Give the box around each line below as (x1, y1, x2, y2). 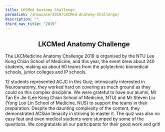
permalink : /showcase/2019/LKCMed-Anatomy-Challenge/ (5, 12, 120, 17)
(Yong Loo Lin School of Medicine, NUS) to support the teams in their (5, 100, 148, 106)
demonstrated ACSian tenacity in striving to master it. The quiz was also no (5, 110, 160, 116)
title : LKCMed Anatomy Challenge (5, 7, 75, 12)
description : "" (5, 16, 39, 21)
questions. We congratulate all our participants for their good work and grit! (5, 121, 161, 127)
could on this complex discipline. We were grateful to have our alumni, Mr (5, 89, 156, 95)
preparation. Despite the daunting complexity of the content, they (5, 105, 140, 111)
